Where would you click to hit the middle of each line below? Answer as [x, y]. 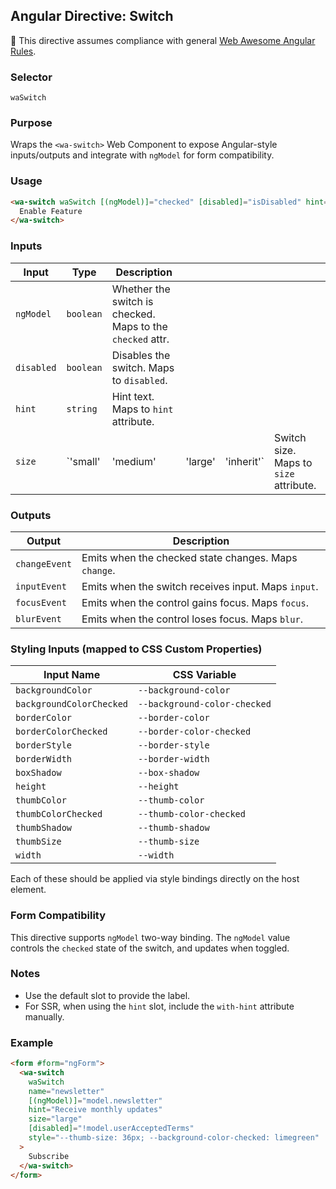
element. [28, 890]
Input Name [72, 675]
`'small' [83, 461]
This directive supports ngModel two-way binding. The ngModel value [150, 937]
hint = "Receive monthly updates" [95, 1110]
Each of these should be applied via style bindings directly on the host [155, 879]
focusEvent [41, 602]
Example [32, 1042]
